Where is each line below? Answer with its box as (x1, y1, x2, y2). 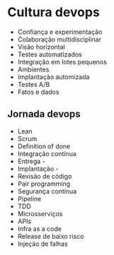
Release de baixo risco (17, 232, 84, 240)
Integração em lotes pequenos (17, 57, 108, 66)
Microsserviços (17, 209, 63, 218)
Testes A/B (17, 80, 50, 88)
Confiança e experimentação (17, 28, 103, 36)
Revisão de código (17, 172, 72, 180)
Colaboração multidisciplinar (17, 35, 101, 43)
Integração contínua (17, 149, 76, 158)
